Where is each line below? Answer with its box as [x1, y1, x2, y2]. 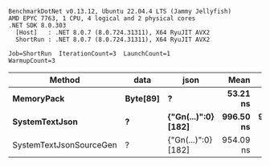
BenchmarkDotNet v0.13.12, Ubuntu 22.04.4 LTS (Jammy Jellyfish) [8, 7, 231, 15]
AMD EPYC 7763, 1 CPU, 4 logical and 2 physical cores [8, 15, 196, 23]
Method [49, 74, 80, 85]
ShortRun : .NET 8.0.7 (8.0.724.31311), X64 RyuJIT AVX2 [15, 35, 211, 44]
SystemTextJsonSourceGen [12, 139, 118, 150]
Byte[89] [125, 93, 161, 104]
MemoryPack [12, 93, 65, 104]
